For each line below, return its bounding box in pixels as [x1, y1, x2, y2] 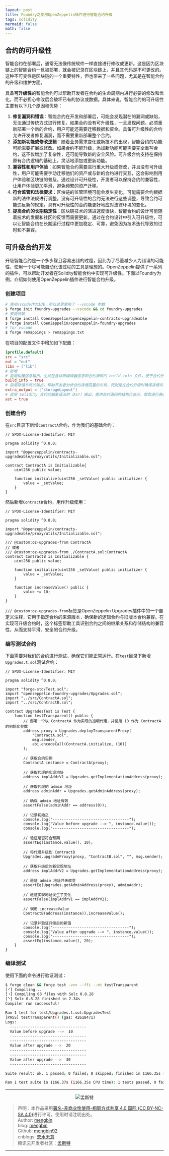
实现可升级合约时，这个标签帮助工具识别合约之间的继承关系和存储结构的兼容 [5, 620, 164, 626]
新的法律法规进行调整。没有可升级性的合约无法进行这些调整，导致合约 [12, 195, 158, 201]
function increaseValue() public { [14, 585, 89, 590]
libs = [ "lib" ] [5, 364, 37, 369]
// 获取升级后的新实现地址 [23, 864, 71, 869]
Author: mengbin [17, 1117, 53, 1123]
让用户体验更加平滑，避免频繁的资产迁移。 [12, 183, 101, 189]
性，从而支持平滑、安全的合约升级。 [5, 626, 80, 633]
